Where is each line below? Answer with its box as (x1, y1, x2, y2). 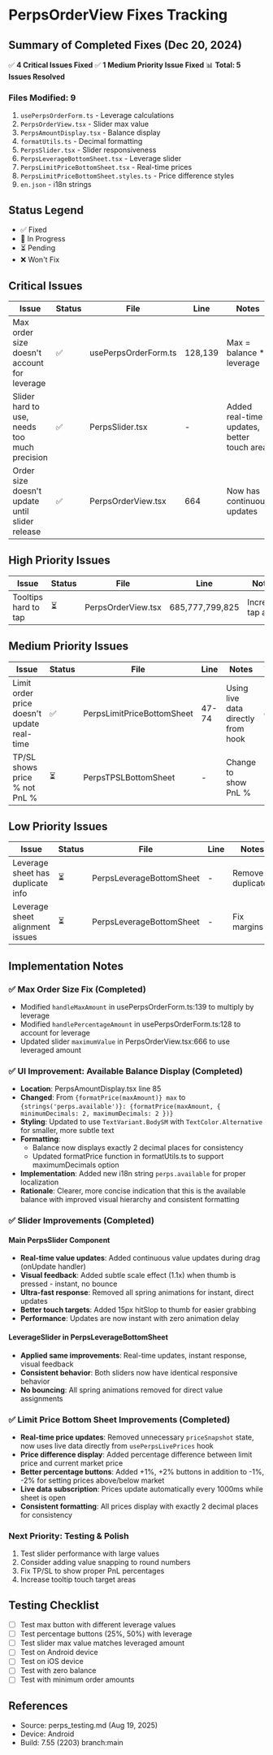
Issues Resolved (8, 72, 65, 81)
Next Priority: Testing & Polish (8, 1530, 129, 1541)
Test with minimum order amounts (19, 1675, 135, 1684)
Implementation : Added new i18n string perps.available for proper (19, 1169, 246, 1179)
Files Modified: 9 (8, 92, 76, 103)
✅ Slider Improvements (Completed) (8, 1215, 154, 1227)
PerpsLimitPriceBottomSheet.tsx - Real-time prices (19, 163, 193, 172)
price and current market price (19, 1457, 123, 1468)
